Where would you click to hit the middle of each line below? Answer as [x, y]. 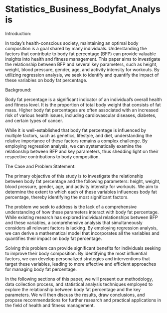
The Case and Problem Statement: [40, 166]
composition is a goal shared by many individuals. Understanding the [76, 48]
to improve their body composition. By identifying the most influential [76, 253]
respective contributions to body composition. [53, 156]
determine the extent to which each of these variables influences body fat [81, 192]
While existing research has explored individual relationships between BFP [82, 217]
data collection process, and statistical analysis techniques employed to [79, 284]
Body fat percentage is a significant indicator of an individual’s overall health [83, 99]
